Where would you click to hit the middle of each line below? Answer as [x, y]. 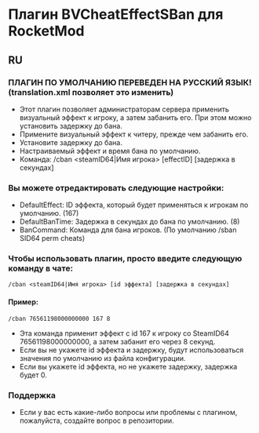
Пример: [24, 302]
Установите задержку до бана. [71, 142]
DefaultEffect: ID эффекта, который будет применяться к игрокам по [134, 205]
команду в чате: [40, 268]
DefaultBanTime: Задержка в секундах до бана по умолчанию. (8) [129, 222]
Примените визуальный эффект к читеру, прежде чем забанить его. [134, 134]
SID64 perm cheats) [52, 238]
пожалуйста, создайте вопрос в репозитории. [97, 420]
